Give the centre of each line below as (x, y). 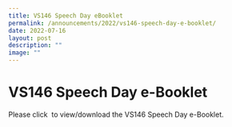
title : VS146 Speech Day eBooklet (66, 16)
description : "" (35, 46)
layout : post (30, 38)
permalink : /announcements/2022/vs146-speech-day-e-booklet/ (112, 23)
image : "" (25, 53)
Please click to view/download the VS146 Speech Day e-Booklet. (116, 114)
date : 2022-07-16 (37, 30)
